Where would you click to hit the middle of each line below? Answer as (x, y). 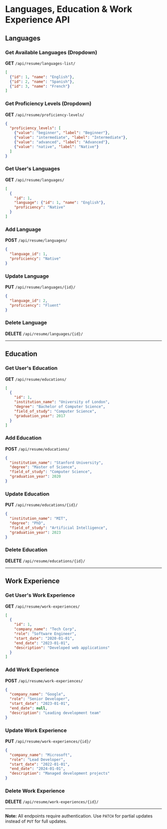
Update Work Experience (36, 730)
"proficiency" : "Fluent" (35, 305)
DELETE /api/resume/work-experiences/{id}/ (52, 802)
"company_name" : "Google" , (38, 694)
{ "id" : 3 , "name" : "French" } (40, 86)
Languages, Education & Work (69, 9)
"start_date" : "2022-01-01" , (40, 764)
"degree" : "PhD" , (28, 523)
